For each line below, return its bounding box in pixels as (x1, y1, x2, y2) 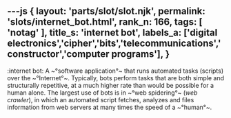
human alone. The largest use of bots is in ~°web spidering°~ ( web (7, 88, 198, 97)
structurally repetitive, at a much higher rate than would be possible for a (7, 81, 214, 89)
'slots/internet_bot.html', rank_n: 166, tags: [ (7, 16, 203, 28)
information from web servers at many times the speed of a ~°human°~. (7, 103, 212, 111)
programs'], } (111, 48, 170, 60)
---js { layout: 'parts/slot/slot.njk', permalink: (7, 5, 205, 17)
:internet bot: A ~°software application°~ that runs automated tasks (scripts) (7, 67, 224, 75)
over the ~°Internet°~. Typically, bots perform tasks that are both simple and (7, 73, 225, 82)
